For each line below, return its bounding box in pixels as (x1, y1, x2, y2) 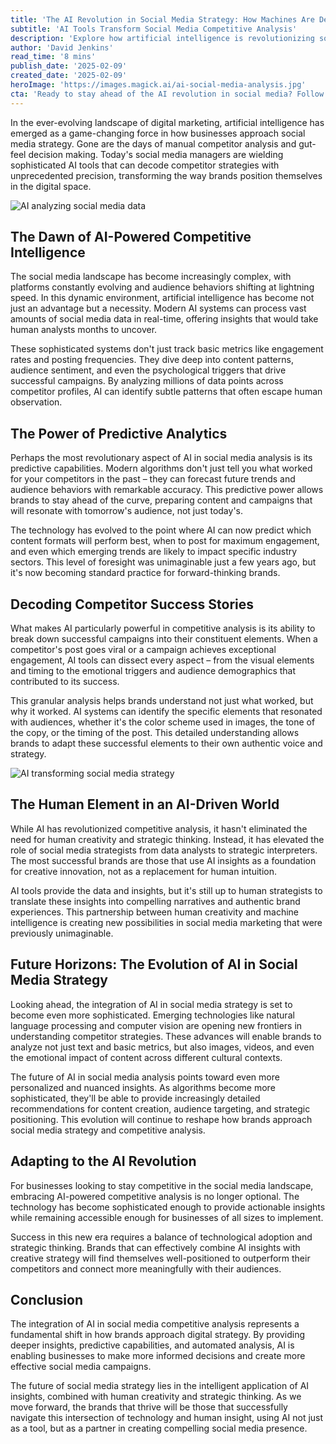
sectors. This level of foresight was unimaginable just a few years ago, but (10, 556, 317, 568)
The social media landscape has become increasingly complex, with (10, 271, 292, 283)
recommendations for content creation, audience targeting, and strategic (10, 1102, 311, 1115)
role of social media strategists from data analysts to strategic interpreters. (10, 844, 318, 856)
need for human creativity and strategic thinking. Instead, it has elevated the (10, 833, 325, 845)
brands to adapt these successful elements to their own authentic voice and (10, 737, 323, 750)
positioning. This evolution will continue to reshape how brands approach (10, 1113, 313, 1125)
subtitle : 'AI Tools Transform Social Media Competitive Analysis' (10, 24, 298, 34)
